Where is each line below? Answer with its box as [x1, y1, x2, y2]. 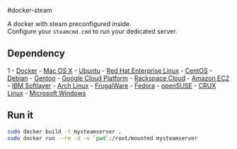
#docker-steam [7, 6, 52, 14]
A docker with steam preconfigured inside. [7, 20, 132, 28]
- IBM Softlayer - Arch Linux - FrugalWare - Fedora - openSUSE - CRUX [7, 81, 216, 90]
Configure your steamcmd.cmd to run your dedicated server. [7, 28, 178, 35]
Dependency [7, 47, 65, 59]
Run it [7, 109, 34, 121]
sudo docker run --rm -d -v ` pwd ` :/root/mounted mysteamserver [7, 134, 198, 142]
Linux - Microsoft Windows [7, 88, 86, 97]
